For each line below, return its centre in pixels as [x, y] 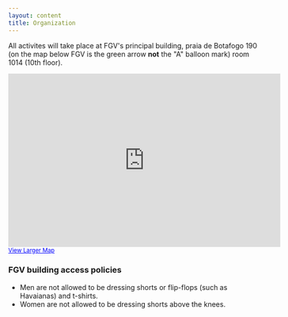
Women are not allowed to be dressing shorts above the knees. [123, 304]
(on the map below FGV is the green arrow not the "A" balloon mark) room [129, 54]
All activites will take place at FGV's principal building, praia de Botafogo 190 [133, 45]
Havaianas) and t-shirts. [59, 296]
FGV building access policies [65, 270]
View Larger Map [32, 250]
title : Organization [42, 23]
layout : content [35, 15]
